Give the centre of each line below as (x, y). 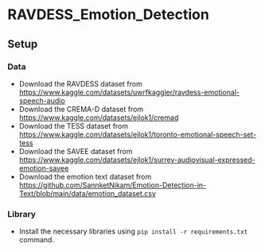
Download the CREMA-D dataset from (81, 109)
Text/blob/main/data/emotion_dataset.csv (88, 193)
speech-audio (42, 100)
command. (37, 240)
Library (22, 214)
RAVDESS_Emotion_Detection (109, 15)
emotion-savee (44, 168)
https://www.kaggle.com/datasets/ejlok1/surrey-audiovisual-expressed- (137, 160)
